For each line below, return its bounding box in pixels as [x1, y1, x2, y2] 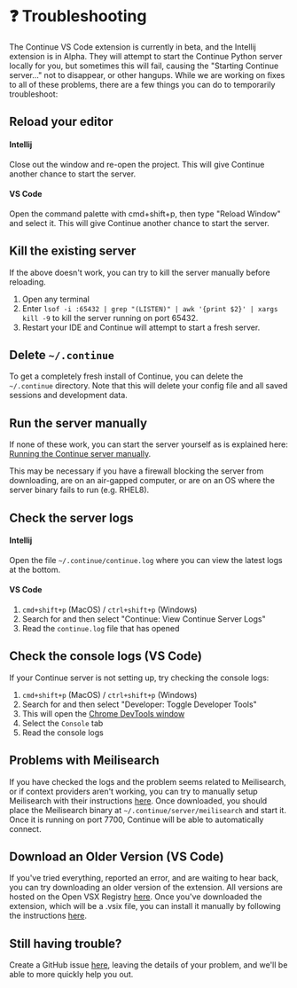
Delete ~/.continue [9, 347, 115, 363]
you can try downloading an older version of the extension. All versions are [9, 882, 284, 893]
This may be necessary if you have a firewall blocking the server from [9, 466, 264, 476]
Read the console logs [21, 727, 104, 738]
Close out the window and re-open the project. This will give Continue [9, 159, 265, 169]
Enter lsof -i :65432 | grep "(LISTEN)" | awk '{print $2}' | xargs [21, 302, 278, 314]
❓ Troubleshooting [9, 6, 147, 27]
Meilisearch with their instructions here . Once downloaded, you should [9, 795, 268, 806]
